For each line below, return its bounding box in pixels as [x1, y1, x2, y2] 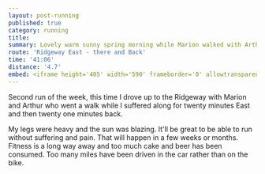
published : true [8, 19, 62, 27]
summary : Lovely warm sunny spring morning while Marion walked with [8, 41, 242, 49]
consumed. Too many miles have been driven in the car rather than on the [8, 149, 248, 159]
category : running [8, 26, 69, 34]
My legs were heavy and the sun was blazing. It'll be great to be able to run [8, 124, 252, 134]
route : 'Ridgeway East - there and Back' [8, 48, 147, 56]
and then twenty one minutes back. [8, 108, 124, 119]
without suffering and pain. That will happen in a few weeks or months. [8, 132, 239, 142]
